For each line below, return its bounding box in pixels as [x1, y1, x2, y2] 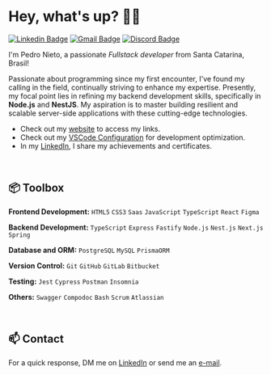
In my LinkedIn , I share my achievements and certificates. [19, 141, 213, 150]
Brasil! [8, 58, 30, 68]
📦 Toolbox [8, 181, 65, 195]
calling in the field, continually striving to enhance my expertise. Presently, [8, 82, 256, 92]
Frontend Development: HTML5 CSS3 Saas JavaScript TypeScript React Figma [8, 206, 260, 217]
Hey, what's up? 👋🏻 [8, 7, 142, 26]
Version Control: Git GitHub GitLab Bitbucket [8, 260, 160, 270]
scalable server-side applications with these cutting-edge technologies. [8, 108, 248, 118]
